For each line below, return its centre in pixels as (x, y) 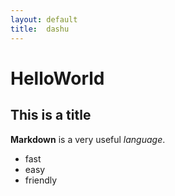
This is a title (51, 115)
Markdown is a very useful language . (88, 139)
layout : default (44, 19)
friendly (41, 180)
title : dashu (40, 29)
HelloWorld (57, 78)
